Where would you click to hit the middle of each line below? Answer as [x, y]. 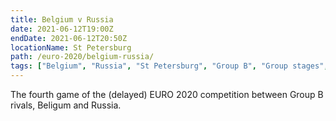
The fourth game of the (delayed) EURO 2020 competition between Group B [167, 94]
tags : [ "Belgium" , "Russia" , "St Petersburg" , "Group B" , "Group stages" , [169, 66]
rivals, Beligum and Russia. [66, 105]
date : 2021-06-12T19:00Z [62, 29]
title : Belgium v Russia [62, 19]
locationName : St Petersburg [71, 47]
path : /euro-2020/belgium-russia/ [82, 57]
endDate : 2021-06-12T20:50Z [69, 38]
